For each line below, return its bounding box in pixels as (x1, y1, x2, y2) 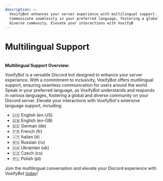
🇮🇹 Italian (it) (12, 134, 40, 140)
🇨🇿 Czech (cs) (12, 151, 43, 156)
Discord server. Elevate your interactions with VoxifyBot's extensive (5, 98, 140, 104)
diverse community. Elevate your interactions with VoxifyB (9, 20, 133, 26)
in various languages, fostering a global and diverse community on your (5, 92, 149, 98)
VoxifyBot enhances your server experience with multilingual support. (9, 12, 158, 16)
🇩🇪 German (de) (12, 123, 47, 129)
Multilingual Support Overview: (5, 62, 70, 68)
